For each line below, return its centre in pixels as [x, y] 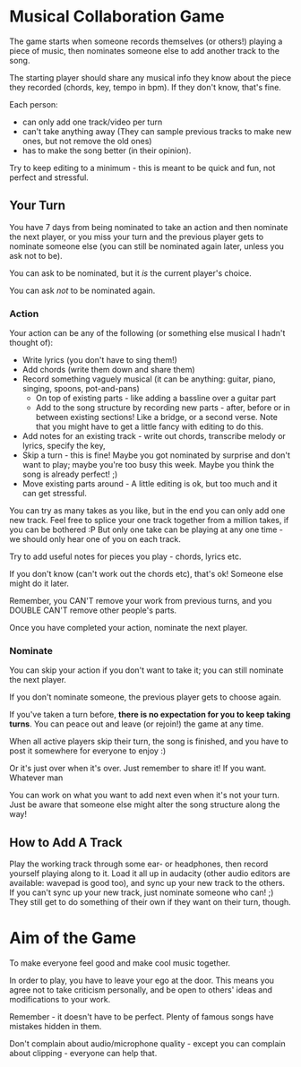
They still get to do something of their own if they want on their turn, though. [150, 902]
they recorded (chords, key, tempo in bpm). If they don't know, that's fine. [146, 87]
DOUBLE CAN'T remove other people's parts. [93, 610]
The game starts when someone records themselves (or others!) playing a [146, 41]
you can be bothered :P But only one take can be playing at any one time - [146, 529]
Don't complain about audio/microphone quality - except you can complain [147, 1044]
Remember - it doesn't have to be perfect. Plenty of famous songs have [142, 1017]
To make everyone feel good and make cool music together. [120, 963]
